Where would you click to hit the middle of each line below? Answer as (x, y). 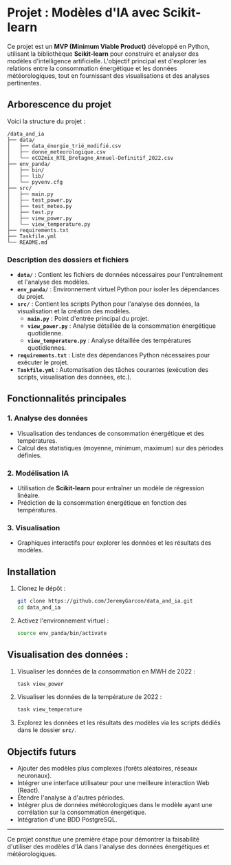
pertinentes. (24, 83)
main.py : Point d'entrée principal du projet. (88, 319)
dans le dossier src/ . (47, 730)
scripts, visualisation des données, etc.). (74, 377)
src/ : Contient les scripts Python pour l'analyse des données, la (108, 304)
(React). (28, 791)
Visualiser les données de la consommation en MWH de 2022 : (106, 671)
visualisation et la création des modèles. (74, 311)
